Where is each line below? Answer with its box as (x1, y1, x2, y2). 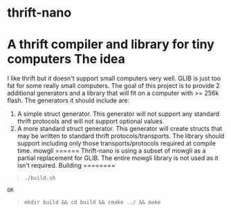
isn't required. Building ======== (17, 161, 115, 170)
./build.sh (24, 175, 56, 182)
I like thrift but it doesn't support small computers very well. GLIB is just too (7, 74, 221, 82)
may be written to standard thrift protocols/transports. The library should (17, 132, 225, 140)
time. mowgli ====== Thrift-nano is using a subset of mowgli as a (17, 147, 206, 155)
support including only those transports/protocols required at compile (17, 139, 216, 148)
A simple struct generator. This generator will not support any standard (17, 109, 220, 118)
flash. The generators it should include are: (7, 96, 130, 105)
